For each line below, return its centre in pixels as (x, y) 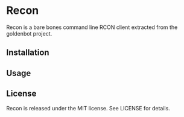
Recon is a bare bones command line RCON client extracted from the (92, 27)
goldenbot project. (29, 33)
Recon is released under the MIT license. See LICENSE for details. (88, 108)
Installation (28, 53)
